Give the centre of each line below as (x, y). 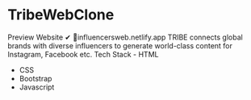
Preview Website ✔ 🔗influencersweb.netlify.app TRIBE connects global (125, 37)
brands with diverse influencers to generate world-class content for (120, 45)
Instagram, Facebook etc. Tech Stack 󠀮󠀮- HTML (83, 54)
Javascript (37, 87)
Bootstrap (36, 78)
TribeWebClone (61, 15)
